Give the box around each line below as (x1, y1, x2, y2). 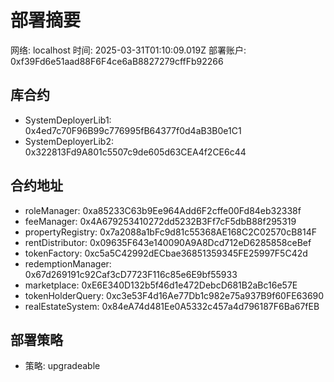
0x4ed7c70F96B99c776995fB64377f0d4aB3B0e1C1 (24, 124, 242, 136)
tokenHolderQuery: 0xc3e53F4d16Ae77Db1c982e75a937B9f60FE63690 (24, 289, 325, 301)
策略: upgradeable (24, 360, 101, 372)
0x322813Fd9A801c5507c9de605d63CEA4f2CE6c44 (24, 146, 247, 158)
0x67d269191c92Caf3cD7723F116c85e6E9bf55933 (24, 268, 238, 280)
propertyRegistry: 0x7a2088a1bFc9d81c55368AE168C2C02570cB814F (24, 226, 318, 238)
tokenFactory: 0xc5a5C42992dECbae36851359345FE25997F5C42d (24, 247, 308, 259)
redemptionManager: (24, 257, 112, 270)
